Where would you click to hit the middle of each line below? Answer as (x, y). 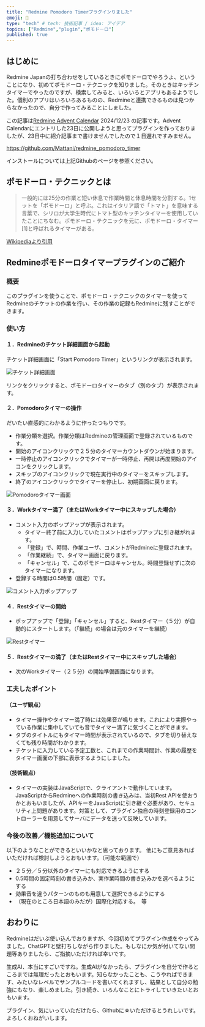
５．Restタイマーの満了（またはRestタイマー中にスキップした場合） (93, 657)
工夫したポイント (32, 689)
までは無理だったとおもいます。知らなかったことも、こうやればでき (102, 974)
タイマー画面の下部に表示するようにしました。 (74, 758)
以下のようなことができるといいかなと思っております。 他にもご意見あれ (98, 850)
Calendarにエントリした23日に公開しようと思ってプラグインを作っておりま (101, 128)
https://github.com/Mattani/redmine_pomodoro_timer (73, 148)
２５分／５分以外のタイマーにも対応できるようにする (82, 871)
